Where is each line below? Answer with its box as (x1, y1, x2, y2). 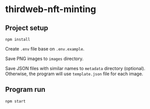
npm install (5, 37, 30, 42)
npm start (5, 98, 26, 104)
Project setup (5, 24, 49, 32)
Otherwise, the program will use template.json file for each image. (5, 71, 143, 77)
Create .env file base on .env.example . (5, 46, 85, 51)
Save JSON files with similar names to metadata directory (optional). (5, 66, 145, 71)
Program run (5, 85, 46, 94)
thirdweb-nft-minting (5, 4, 97, 15)
